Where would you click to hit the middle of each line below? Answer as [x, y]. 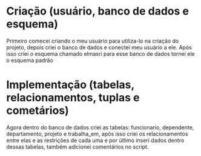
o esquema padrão [30, 60]
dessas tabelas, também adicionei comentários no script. [77, 146]
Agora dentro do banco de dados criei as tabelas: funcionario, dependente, [100, 127]
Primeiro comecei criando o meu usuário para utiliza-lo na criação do [93, 41]
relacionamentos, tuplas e [73, 98]
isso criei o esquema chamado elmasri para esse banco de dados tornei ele [100, 53]
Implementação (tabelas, [70, 85]
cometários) [38, 111]
